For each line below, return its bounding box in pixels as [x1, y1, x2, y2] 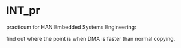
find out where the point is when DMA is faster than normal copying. [6, 35, 176, 42]
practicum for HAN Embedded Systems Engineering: [6, 23, 137, 31]
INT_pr [6, 4, 40, 17]
